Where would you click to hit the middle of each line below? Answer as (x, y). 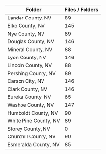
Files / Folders (82, 10)
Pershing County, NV (32, 73)
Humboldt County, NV (33, 113)
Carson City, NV (26, 81)
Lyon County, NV (27, 57)
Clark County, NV (28, 89)
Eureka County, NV (29, 97)
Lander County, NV (30, 18)
